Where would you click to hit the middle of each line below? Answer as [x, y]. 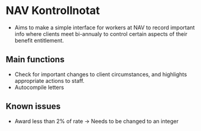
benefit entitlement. [39, 40]
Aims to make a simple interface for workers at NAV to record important [104, 27]
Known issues [33, 106]
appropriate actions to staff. [49, 80]
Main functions [35, 59]
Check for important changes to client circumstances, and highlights [101, 74]
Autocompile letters [39, 87]
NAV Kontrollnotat [53, 11]
